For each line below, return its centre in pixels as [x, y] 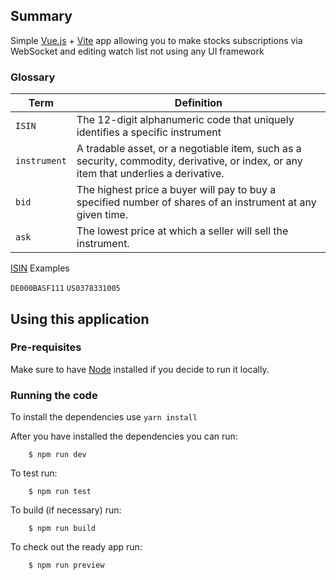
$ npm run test [60, 492]
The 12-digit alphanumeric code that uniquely [185, 120]
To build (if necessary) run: [66, 510]
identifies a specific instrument [149, 132]
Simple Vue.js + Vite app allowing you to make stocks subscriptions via [156, 40]
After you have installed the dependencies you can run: [124, 436]
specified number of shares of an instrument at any [196, 202]
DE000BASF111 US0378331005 [65, 289]
